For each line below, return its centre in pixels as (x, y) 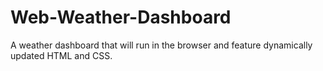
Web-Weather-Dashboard (121, 17)
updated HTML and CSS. (61, 55)
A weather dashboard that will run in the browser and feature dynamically (161, 45)
